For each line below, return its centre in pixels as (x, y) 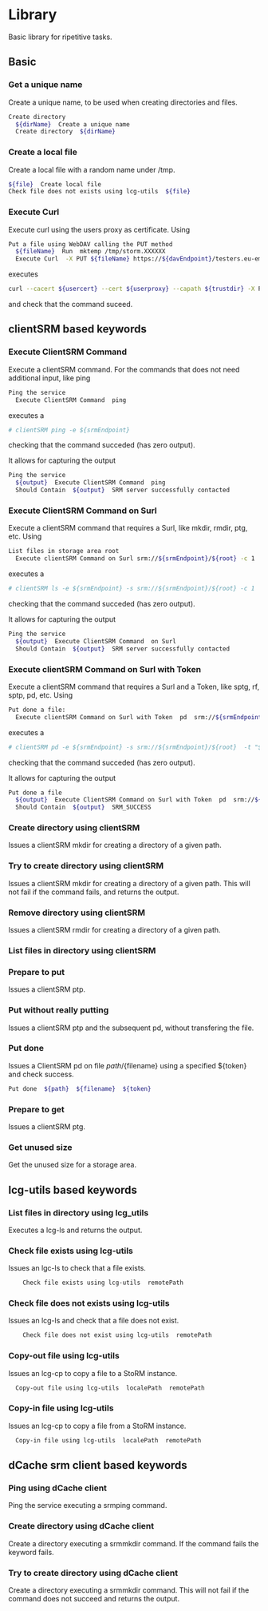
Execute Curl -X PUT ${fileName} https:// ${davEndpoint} (114, 259)
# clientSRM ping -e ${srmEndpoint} (69, 430)
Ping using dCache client (58, 1488)
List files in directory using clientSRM (82, 950)
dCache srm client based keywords (98, 1465)
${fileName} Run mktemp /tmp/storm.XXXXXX (91, 252)
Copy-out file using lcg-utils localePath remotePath (110, 1388)
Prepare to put (37, 972)
